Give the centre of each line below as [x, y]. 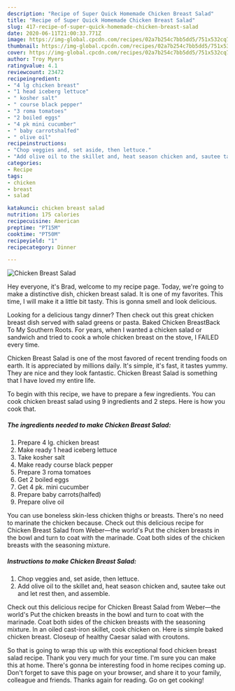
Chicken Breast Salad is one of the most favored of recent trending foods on [117, 358]
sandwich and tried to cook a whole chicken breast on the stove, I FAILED [113, 337]
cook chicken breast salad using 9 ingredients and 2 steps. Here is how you [116, 402]
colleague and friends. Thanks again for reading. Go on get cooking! [106, 680]
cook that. [22, 409]
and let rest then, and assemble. [64, 594]
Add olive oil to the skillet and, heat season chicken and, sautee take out [121, 586]
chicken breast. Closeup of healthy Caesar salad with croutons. [99, 637]
